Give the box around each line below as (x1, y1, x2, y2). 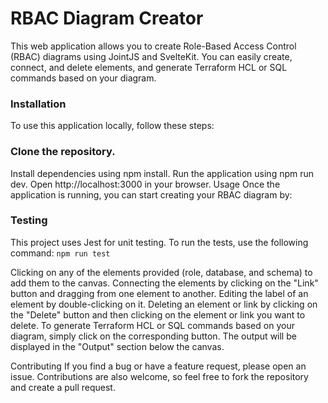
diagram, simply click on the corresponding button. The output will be (10, 330, 297, 342)
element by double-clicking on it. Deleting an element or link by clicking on (10, 298, 318, 310)
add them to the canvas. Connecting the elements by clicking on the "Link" (10, 277, 319, 289)
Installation (10, 97, 67, 111)
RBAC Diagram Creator (10, 7, 204, 30)
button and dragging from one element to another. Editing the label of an (10, 287, 309, 299)
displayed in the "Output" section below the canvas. (10, 340, 225, 352)
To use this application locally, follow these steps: (10, 120, 215, 132)
